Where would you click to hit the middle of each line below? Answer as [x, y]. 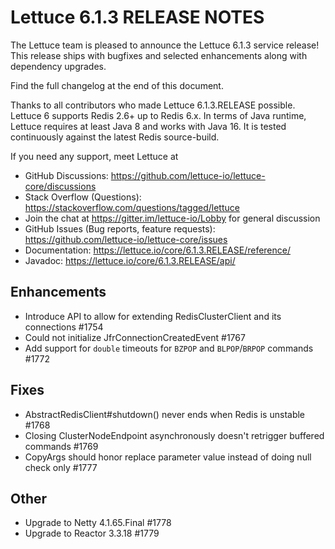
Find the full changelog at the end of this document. [117, 85]
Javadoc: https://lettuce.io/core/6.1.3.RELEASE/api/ [130, 260]
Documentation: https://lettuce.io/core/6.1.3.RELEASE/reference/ [157, 250]
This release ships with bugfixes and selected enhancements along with [159, 55]
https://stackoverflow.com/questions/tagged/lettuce [132, 207]
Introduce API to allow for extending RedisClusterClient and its [153, 316]
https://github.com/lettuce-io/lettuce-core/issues [126, 239]
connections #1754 [64, 327]
